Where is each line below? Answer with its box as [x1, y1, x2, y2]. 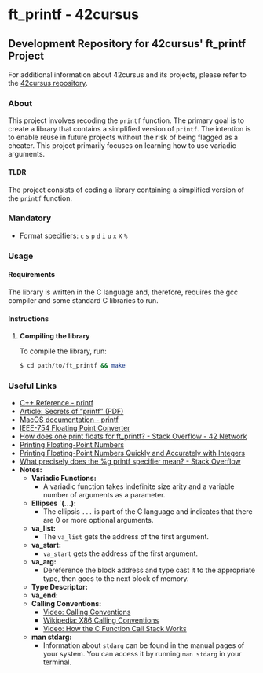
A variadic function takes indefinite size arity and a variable [42, 482, 235, 491]
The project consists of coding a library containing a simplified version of [8, 185, 245, 194]
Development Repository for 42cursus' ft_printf [8, 37, 246, 50]
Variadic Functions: [31, 474, 97, 483]
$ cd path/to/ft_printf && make [19, 362, 126, 370]
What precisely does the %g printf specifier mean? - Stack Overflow [19, 457, 241, 466]
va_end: [31, 590, 59, 600]
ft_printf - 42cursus [8, 6, 140, 24]
